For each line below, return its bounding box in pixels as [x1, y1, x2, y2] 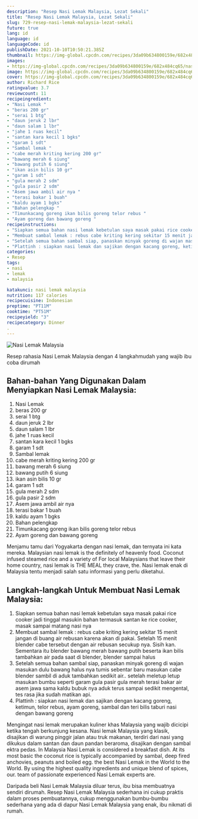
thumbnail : [6, 52, 33, 58]
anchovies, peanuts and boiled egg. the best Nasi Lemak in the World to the [6, 758, 190, 766]
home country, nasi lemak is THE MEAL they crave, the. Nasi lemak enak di [6, 562, 189, 569]
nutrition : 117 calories [6, 292, 68, 298]
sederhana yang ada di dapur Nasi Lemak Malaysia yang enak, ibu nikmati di [6, 801, 192, 808]
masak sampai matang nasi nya [15, 622, 92, 629]
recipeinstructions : [6, 221, 58, 227]
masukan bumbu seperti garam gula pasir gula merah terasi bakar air [15, 679, 183, 686]
